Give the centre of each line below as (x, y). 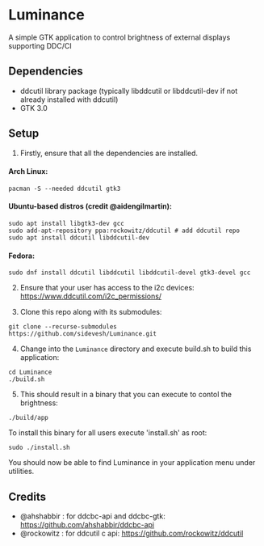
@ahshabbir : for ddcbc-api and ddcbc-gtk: (92, 516)
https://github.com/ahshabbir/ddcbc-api (87, 524)
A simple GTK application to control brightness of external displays (119, 37)
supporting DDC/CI (40, 45)
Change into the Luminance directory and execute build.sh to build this (136, 349)
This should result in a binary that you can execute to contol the (126, 395)
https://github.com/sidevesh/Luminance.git (83, 334)
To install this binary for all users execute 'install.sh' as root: (108, 433)
